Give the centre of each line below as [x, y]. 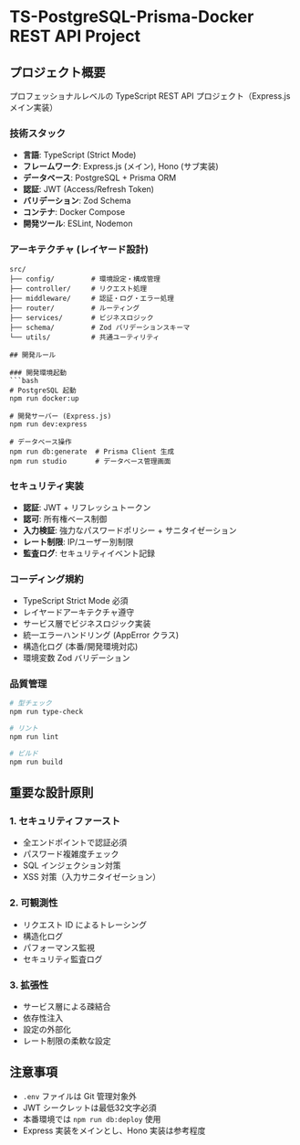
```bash [24, 380]
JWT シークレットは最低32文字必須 [89, 1108]
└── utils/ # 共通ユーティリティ [85, 337]
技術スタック [38, 133]
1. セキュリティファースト [65, 821]
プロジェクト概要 [57, 72]
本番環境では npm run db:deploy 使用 [92, 1118]
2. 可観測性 [34, 903]
